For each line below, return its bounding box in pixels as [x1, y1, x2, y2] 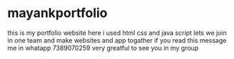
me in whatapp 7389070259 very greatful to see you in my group [7, 43, 199, 52]
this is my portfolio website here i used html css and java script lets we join [7, 28, 227, 37]
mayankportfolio [7, 5, 108, 21]
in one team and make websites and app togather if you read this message [7, 36, 227, 44]
